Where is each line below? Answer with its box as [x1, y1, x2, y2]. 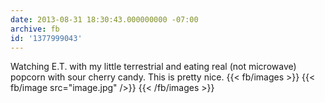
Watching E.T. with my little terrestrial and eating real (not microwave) [10, 61, 297, 73]
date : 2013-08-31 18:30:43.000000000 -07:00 [10, 14, 199, 25]
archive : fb [10, 24, 60, 34]
